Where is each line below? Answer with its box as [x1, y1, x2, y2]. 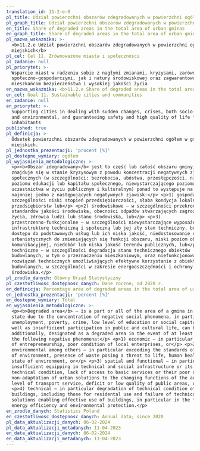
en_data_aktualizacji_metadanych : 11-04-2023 [6, 436, 121, 442]
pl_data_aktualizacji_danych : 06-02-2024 [6, 419, 111, 425]
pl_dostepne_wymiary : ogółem [6, 153, 79, 159]
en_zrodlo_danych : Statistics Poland [6, 408, 100, 414]
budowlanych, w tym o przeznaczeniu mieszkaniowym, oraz [11, 253, 156, 259]
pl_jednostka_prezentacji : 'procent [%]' [6, 147, 111, 153]
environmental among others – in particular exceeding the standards [11, 347, 187, 353]
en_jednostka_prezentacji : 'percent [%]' [6, 292, 111, 298]
